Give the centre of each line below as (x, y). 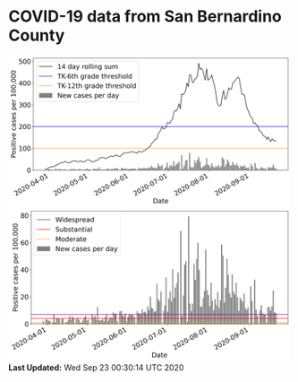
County (37, 35)
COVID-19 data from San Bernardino (145, 17)
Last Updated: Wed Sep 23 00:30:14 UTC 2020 (96, 367)
